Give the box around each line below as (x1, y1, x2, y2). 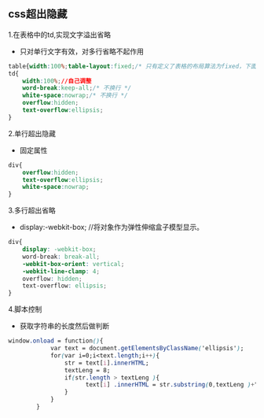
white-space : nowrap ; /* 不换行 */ (22, 91, 128, 100)
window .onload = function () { (8, 337, 104, 345)
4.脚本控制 (8, 305, 42, 314)
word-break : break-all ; (22, 253, 101, 261)
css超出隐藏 (8, 7, 68, 21)
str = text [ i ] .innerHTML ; (64, 359, 149, 367)
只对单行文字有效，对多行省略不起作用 (19, 46, 144, 56)
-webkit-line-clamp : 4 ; (22, 267, 101, 276)
